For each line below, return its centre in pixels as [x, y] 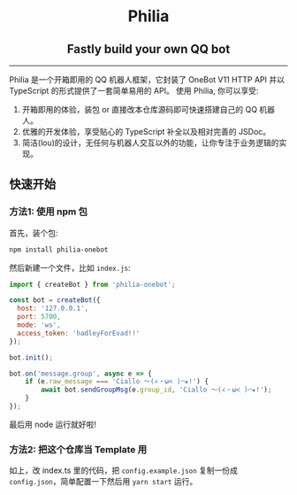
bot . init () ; [31, 357]
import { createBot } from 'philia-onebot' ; [92, 284]
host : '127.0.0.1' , [53, 309]
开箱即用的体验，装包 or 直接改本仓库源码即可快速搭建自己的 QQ [140, 109]
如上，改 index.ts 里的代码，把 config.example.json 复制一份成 [124, 470]
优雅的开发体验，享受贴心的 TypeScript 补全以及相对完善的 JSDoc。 [146, 131]
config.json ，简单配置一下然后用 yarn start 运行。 [103, 482]
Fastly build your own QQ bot [148, 49]
